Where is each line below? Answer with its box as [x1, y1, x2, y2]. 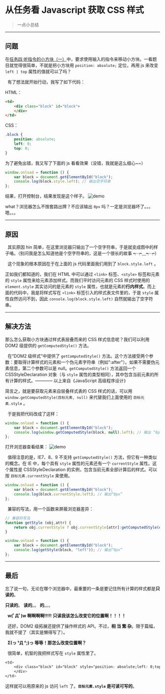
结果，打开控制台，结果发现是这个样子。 [5, 193, 87, 199]
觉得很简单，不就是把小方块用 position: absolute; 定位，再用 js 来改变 [13, 62, 159, 68]
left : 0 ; [14, 141, 32, 146]
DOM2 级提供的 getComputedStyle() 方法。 [5, 343, 92, 348]
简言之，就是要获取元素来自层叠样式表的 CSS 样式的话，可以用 [5, 388, 133, 394]
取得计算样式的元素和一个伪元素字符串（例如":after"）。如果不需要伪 [18, 359, 156, 365]
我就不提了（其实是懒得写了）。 [5, 629, 68, 635]
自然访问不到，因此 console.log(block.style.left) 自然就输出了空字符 [9, 296, 153, 302]
